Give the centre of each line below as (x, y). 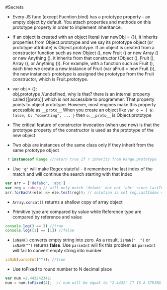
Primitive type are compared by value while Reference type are (77, 212)
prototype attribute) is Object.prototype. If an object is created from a (83, 47)
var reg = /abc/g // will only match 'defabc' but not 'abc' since (77, 188)
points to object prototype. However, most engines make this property (84, 105)
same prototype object (36, 150)
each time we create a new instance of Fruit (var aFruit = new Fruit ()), (84, 69)
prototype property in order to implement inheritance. (67, 27)
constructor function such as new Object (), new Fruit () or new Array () (85, 53)
